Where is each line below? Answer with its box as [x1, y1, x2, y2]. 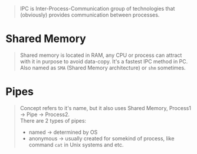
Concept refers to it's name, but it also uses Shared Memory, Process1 [19, 104, 191, 111]
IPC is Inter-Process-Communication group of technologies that [19, 5, 175, 12]
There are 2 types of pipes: [19, 117, 87, 124]
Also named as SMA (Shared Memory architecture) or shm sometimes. [19, 64, 186, 71]
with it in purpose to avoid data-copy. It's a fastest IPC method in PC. [19, 57, 188, 65]
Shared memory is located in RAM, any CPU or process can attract [19, 52, 182, 59]
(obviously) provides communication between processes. [19, 11, 160, 18]
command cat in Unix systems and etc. [28, 141, 124, 148]
